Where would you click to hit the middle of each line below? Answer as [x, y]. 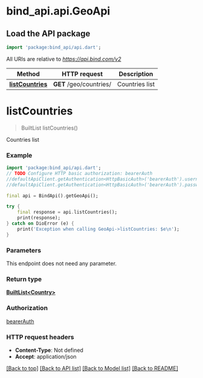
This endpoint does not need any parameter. [61, 264]
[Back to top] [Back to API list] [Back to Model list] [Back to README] [92, 368]
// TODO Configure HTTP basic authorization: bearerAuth [79, 173]
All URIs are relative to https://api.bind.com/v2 [64, 59]
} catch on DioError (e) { [40, 224]
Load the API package [48, 34]
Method [29, 74]
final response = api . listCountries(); [67, 212]
